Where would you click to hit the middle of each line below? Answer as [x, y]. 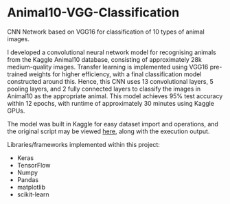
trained [17, 74]
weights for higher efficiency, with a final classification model [115, 74]
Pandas [28, 179]
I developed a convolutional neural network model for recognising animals [112, 52]
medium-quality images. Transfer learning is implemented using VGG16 [108, 67]
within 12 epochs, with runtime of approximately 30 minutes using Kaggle [111, 103]
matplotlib [31, 187]
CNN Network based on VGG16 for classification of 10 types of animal [106, 32]
